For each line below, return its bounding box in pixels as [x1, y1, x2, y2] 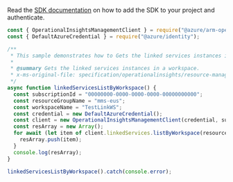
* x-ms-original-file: [10, 72, 76, 78]
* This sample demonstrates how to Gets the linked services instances [10, 52, 222, 59]
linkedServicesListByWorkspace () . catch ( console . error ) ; [7, 168, 172, 175]
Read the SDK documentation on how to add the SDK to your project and [7, 6, 215, 14]
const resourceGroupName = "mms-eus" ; [13, 97, 126, 104]
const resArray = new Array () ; [13, 123, 104, 131]
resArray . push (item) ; [19, 136, 82, 143]
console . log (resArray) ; [13, 149, 82, 156]
